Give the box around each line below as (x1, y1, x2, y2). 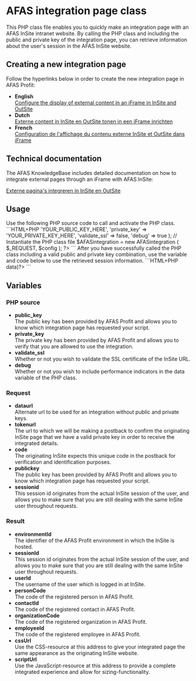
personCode (14, 587, 46, 594)
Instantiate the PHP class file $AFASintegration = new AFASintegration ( (6, 239, 179, 246)
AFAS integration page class (6, 4, 147, 18)
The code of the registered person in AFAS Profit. (14, 593, 134, 600)
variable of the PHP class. (14, 374, 77, 381)
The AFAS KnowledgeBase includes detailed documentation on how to (6, 169, 177, 176)
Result (6, 517, 25, 525)
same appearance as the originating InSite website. (14, 649, 139, 656)
